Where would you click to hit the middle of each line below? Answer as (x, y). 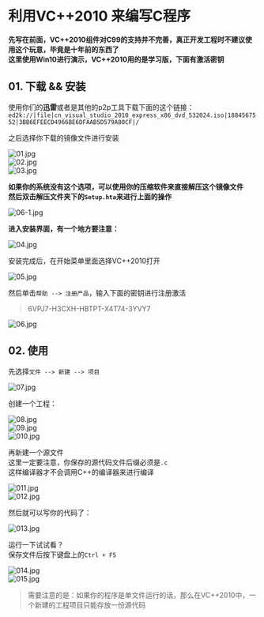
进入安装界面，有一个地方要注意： (64, 228)
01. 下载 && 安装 (47, 87)
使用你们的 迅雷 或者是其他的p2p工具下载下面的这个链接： (101, 107)
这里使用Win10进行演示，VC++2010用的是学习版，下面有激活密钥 (116, 59)
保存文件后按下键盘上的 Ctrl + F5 (62, 555)
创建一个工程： (32, 403)
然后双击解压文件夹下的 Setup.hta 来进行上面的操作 (90, 196)
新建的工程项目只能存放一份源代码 (90, 604)
